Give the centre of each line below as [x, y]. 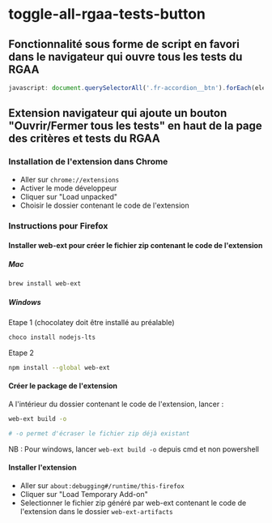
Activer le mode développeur [68, 188]
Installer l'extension [42, 468]
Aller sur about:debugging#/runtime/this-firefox [102, 485]
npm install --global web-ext [59, 367]
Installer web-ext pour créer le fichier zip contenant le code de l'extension [136, 246]
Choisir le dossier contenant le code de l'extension [104, 205]
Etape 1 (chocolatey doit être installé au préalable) [92, 322]
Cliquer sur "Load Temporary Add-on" [84, 494]
